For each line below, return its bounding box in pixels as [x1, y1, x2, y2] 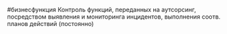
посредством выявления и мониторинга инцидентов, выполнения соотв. [7, 13, 221, 21]
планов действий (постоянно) [7, 20, 94, 27]
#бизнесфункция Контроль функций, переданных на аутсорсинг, [7, 6, 196, 13]
